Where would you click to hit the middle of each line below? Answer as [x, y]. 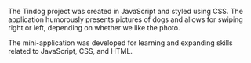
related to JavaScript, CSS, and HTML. [71, 51]
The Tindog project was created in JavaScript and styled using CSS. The [125, 11]
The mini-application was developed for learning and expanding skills [120, 43]
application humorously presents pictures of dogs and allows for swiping [125, 19]
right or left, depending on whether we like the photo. [94, 28]
